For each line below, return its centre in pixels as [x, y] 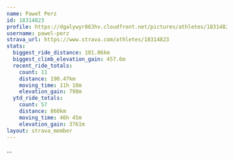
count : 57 [34, 105]
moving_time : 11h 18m [50, 85]
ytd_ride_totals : [38, 99]
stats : [16, 46]
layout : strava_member [39, 131]
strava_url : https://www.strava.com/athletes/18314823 [88, 40]
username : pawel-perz [38, 33]
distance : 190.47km [47, 79]
